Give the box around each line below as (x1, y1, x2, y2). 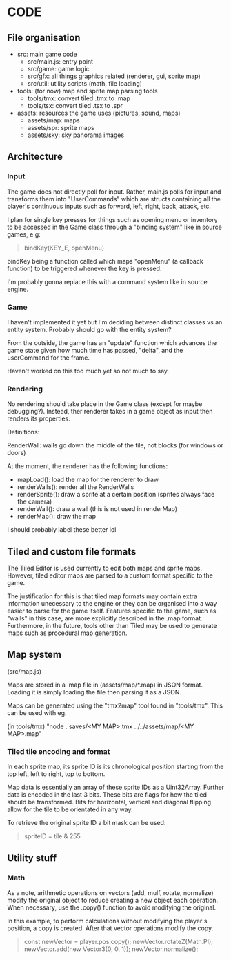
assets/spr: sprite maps (27, 124, 94, 131)
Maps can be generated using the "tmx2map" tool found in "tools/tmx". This (7, 701, 223, 710)
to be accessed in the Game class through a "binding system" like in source (7, 223, 222, 231)
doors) (7, 449, 26, 457)
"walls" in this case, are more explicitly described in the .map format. (7, 614, 203, 622)
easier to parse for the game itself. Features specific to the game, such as (7, 607, 217, 616)
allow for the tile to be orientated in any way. (7, 805, 133, 813)
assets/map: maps (27, 116, 81, 124)
